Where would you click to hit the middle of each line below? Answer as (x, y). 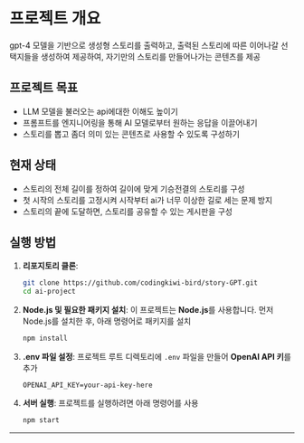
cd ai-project (49, 292)
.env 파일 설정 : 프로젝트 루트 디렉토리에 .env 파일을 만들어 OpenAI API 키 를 (157, 357)
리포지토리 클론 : (50, 266)
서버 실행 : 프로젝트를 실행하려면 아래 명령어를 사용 (110, 403)
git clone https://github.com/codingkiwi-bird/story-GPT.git (140, 283)
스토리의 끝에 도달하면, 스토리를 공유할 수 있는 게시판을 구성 (128, 211)
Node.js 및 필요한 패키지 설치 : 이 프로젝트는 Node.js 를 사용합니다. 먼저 (148, 310)
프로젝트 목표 (44, 88)
